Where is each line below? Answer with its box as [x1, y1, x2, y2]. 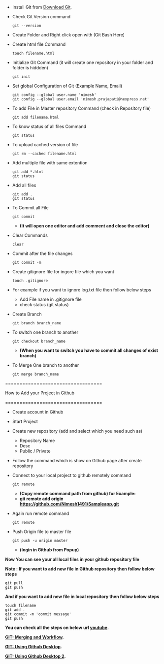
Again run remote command [12, 510, 69, 516]
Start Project [12, 418, 38, 424]
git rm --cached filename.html [12, 151, 77, 156]
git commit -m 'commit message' [5, 612, 71, 617]
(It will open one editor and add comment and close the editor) [19, 223, 150, 228]
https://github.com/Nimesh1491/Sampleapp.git [19, 501, 119, 506]
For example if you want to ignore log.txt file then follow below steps [12, 287, 151, 292]
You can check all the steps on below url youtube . [5, 625, 109, 631]
